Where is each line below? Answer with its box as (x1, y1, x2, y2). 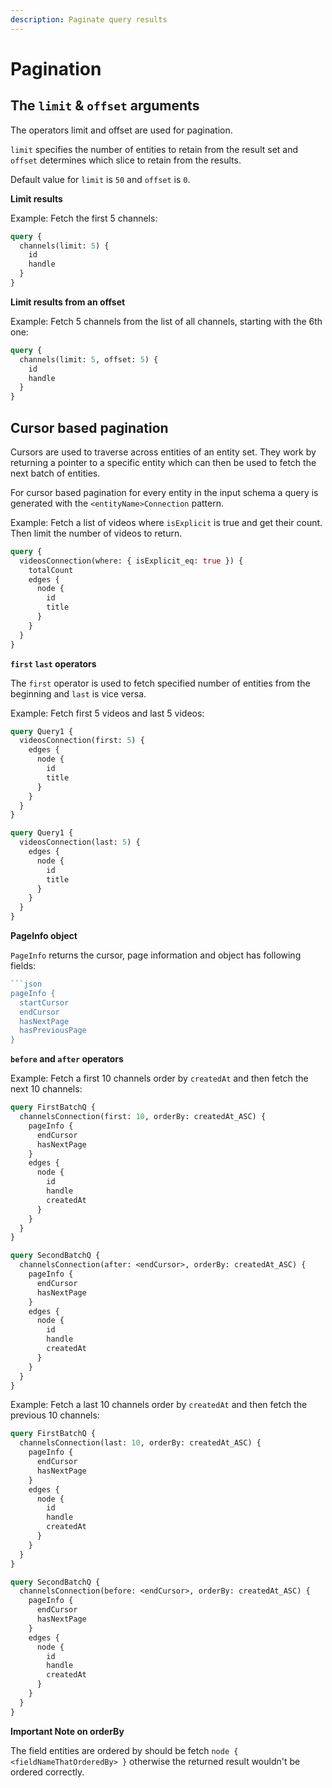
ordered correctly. (10, 1766, 85, 1778)
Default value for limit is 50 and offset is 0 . (10, 173, 191, 185)
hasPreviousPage (19, 1026, 87, 1036)
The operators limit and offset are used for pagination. (10, 124, 233, 136)
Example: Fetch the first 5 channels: (10, 212, 158, 224)
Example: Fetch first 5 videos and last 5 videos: (10, 707, 205, 719)
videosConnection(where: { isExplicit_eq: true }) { (19, 556, 244, 566)
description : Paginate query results (10, 14, 168, 25)
